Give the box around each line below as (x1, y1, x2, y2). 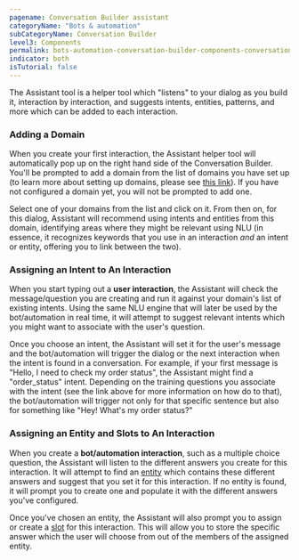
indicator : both (9, 54, 69, 63)
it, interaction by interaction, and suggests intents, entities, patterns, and (9, 96, 275, 107)
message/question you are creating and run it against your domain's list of (9, 293, 282, 304)
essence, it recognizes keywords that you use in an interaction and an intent (9, 232, 289, 243)
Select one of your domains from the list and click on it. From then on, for (9, 204, 278, 215)
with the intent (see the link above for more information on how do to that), (9, 386, 283, 397)
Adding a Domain (9, 128, 85, 141)
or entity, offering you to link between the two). (9, 241, 182, 252)
